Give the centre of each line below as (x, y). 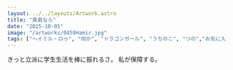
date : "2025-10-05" (35, 26)
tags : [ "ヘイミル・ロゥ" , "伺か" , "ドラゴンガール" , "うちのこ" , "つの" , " (106, 39)
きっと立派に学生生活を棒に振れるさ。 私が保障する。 (84, 60)
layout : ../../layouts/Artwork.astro (62, 13)
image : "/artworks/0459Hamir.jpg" (57, 33)
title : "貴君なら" (32, 20)
